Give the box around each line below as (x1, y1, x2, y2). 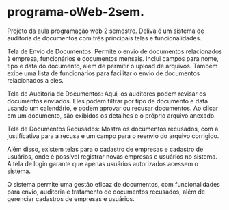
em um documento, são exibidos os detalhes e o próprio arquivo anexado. (7, 111, 217, 120)
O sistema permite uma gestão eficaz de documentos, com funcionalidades (7, 180, 221, 188)
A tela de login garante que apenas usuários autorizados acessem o (7, 159, 198, 168)
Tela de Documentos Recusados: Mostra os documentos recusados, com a (7, 124, 219, 133)
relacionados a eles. (7, 76, 64, 84)
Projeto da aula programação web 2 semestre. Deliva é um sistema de (7, 27, 204, 35)
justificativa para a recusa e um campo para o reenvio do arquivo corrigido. (7, 131, 219, 140)
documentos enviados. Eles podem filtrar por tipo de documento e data (7, 96, 208, 105)
